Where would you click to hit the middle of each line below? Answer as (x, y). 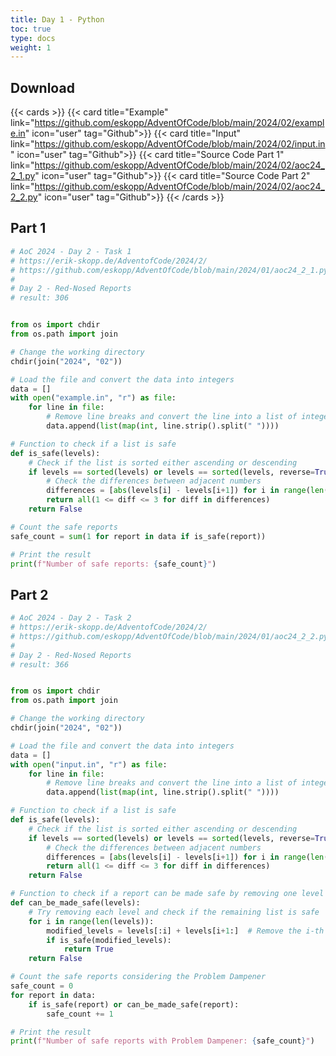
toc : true (31, 29)
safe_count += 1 (80, 1014)
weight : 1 (31, 47)
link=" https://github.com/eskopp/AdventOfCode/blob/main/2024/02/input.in (168, 144)
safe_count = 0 (42, 986)
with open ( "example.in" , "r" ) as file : (93, 398)
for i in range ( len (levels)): (91, 921)
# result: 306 (40, 298)
